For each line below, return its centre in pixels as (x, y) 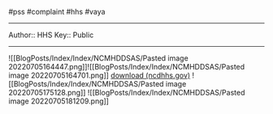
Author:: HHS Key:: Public (51, 35)
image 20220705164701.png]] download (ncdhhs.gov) (100, 75)
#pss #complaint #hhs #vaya (57, 12)
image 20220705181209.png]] (59, 101)
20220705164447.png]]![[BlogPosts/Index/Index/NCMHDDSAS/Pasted (127, 67)
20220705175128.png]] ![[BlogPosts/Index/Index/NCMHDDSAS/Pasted (127, 93)
